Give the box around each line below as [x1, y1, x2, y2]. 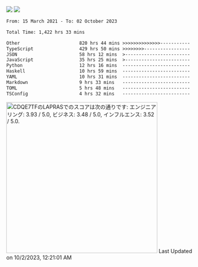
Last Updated [158, 247, 193, 254]
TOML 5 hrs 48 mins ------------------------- [6, 85, 190, 91]
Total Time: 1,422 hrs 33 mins [6, 29, 85, 35]
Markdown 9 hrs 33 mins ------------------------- [6, 79, 190, 85]
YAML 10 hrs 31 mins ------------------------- [6, 74, 190, 80]
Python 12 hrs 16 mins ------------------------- [6, 63, 190, 69]
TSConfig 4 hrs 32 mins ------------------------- [6, 91, 190, 97]
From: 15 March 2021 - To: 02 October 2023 [6, 18, 118, 24]
